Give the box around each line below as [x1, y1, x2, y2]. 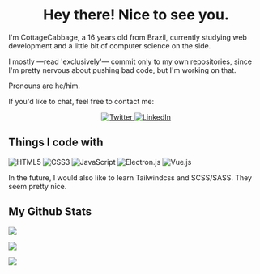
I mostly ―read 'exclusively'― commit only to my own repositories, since [8, 57, 253, 66]
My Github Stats [8, 204, 92, 219]
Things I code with [8, 136, 104, 150]
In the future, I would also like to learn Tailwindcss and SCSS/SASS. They [8, 172, 253, 183]
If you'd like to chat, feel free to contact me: [8, 96, 155, 106]
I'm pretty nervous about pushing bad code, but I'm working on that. [8, 65, 237, 74]
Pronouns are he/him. [8, 81, 81, 91]
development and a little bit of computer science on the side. [8, 40, 211, 50]
